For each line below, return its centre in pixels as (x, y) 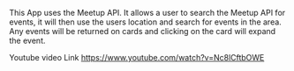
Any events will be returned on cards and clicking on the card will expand (143, 31)
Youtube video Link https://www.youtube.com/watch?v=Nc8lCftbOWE (137, 57)
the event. (27, 40)
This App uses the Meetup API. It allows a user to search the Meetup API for (147, 13)
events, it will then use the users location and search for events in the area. (146, 22)
